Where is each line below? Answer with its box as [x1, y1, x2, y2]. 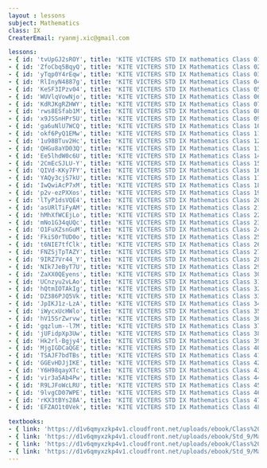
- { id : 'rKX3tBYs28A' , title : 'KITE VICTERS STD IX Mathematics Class [8, 396, 250, 404]
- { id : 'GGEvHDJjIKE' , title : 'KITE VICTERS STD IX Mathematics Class [8, 359, 250, 367]
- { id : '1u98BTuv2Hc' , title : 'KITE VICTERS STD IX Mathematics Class [8, 137, 250, 145]
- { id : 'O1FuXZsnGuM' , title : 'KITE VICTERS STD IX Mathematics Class [8, 226, 250, 234]
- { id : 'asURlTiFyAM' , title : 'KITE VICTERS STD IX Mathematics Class [8, 204, 250, 212]
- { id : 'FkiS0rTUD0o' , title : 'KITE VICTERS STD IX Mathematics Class [8, 233, 250, 241]
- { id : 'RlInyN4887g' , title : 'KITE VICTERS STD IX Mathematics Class [8, 77, 250, 86]
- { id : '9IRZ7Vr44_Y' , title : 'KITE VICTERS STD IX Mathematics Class [8, 255, 250, 263]
